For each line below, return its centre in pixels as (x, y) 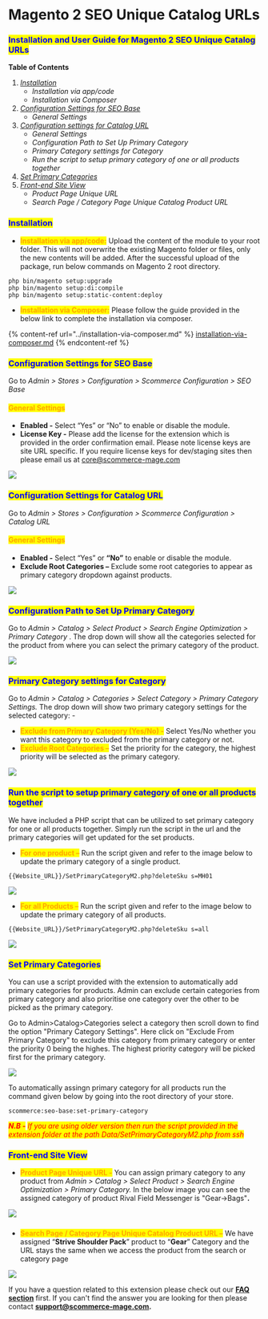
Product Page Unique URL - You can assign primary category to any (132, 1173)
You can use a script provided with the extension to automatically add (123, 982)
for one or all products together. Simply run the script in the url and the (125, 828)
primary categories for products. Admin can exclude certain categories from (134, 990)
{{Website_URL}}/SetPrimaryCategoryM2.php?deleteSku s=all (109, 929)
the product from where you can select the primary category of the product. (134, 645)
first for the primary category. (57, 1056)
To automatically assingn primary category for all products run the (117, 1087)
